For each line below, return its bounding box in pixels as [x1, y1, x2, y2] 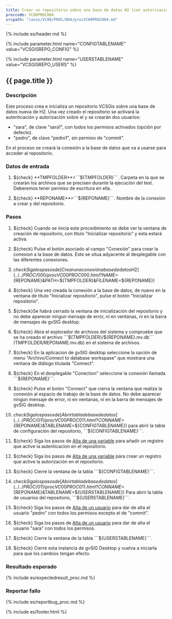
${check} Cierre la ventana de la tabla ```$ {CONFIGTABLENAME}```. [13, 468, 155, 475]
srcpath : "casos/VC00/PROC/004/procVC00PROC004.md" [6, 17, 118, 22]
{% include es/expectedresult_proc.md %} [6, 575, 96, 581]
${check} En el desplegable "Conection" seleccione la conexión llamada [13, 370, 165, 376]
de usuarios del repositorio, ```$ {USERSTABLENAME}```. [13, 494, 131, 501]
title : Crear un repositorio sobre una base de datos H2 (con [6, 7, 141, 13]
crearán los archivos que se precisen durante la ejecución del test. [13, 180, 154, 186]
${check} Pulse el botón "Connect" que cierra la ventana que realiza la [13, 385, 162, 391]
